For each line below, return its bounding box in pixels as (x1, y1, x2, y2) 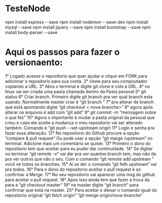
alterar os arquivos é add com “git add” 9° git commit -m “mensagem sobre (5, 109, 157, 115)
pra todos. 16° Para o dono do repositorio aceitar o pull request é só (5, 166, 141, 172)
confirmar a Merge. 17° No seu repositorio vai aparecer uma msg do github (5, 171, 156, 177)
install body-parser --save (5, 29, 57, 35)
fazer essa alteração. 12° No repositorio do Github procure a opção (5, 130, 140, 136)
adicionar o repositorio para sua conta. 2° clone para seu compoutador (5, 78, 147, 84)
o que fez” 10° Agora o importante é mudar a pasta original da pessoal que (5, 114, 155, 120)
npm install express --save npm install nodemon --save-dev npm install (5, 19, 148, 25)
